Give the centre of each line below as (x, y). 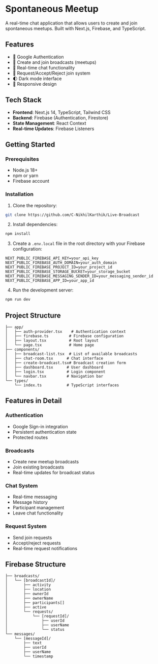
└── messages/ (20, 634)
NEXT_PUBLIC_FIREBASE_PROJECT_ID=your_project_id (59, 267)
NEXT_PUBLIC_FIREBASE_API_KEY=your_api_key (52, 258)
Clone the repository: (35, 205)
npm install (18, 234)
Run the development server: (43, 290)
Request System (26, 526)
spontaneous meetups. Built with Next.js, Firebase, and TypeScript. (76, 28)
